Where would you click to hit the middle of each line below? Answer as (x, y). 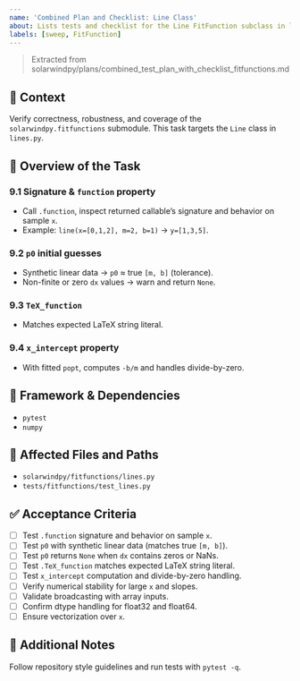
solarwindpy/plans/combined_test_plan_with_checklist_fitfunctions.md (160, 69)
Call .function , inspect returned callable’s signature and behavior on (148, 210)
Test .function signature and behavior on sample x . (117, 536)
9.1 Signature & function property (83, 192)
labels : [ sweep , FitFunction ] (66, 34)
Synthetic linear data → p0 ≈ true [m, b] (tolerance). (118, 273)
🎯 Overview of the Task (75, 166)
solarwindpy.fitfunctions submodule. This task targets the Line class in (143, 128)
